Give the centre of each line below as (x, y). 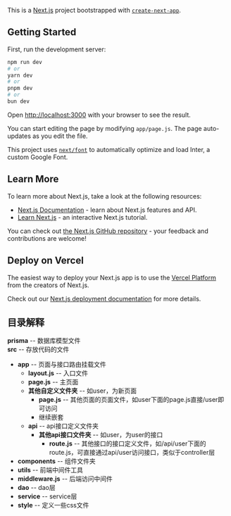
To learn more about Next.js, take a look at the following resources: (105, 196)
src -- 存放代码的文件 (38, 350)
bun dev (19, 101)
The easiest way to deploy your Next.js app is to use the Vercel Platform (112, 277)
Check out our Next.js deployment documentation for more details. (104, 298)
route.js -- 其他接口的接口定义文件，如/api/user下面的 (127, 443)
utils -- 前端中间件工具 (50, 470)
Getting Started (42, 32)
